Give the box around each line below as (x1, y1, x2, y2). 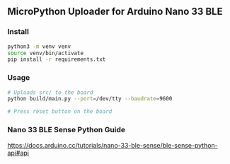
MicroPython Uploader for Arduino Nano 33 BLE (7, 6, 223, 18)
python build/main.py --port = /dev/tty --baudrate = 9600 (7, 95, 173, 102)
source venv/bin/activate (7, 49, 84, 57)
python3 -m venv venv (7, 42, 71, 50)
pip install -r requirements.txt (7, 56, 106, 63)
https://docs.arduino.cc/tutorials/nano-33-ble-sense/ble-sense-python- (7, 141, 218, 149)
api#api (7, 148, 30, 157)
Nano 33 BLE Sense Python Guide (7, 125, 126, 135)
